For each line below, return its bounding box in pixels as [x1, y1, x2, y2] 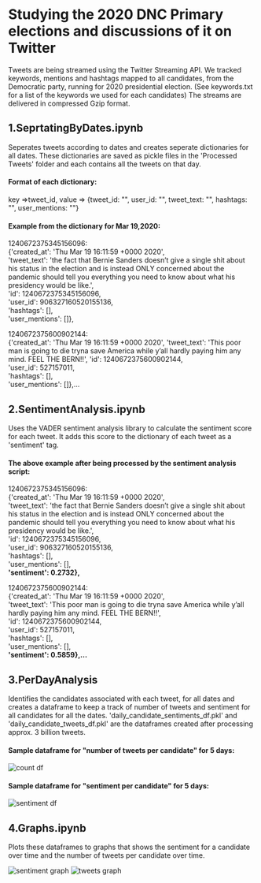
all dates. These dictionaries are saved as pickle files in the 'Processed [8, 151, 237, 160]
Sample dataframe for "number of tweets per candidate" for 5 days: [8, 745, 235, 754]
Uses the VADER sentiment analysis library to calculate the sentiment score [8, 423, 252, 433]
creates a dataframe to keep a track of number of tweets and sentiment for [8, 702, 251, 711]
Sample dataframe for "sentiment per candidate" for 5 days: [8, 781, 210, 790]
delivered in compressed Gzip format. [8, 99, 130, 108]
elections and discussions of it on [8, 22, 232, 40]
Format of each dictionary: [8, 177, 97, 187]
